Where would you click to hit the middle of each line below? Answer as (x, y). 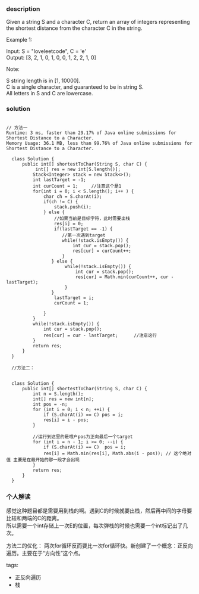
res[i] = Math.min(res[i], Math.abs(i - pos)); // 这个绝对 (118, 453)
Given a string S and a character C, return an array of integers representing (98, 22)
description (23, 9)
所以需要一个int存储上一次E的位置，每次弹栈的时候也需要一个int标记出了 (94, 525)
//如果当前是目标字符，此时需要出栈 (92, 218)
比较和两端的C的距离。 (34, 518)
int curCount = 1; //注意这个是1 (77, 186)
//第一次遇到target (84, 235)
